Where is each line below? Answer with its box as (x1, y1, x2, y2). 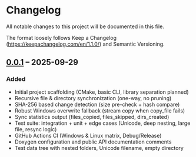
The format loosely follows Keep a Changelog (6, 34, 117, 41)
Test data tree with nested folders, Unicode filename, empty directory (14, 144, 184, 151)
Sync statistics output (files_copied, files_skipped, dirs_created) (14, 113, 170, 120)
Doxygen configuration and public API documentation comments (14, 138, 172, 145)
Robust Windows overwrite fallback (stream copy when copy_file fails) (14, 107, 185, 114)
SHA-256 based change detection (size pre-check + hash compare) (14, 101, 180, 108)
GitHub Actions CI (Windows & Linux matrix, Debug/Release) (14, 132, 162, 139)
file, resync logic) (14, 125, 57, 132)
